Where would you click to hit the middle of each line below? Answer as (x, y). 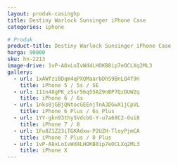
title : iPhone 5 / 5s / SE (59, 85)
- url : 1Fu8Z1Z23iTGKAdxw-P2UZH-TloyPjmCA (77, 131)
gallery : (20, 72)
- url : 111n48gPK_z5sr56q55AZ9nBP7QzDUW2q (77, 92)
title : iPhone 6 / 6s (51, 98)
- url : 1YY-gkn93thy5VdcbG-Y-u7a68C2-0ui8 (77, 118)
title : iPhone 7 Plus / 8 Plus (66, 138)
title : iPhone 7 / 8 (50, 124)
